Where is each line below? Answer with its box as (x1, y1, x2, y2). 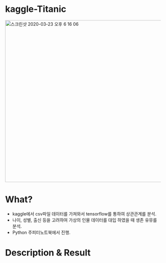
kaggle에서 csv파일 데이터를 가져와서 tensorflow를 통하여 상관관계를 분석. (12, 210, 157, 216)
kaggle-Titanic (5, 3, 67, 15)
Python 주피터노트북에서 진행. (12, 229, 71, 235)
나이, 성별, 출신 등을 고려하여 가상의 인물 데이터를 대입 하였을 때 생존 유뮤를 (12, 217, 157, 223)
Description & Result (5, 247, 91, 259)
